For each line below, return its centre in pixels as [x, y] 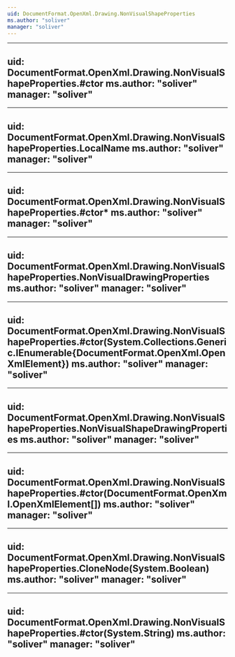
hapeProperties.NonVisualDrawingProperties [108, 277]
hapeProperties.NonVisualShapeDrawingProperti [117, 429]
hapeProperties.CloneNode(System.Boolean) [108, 568]
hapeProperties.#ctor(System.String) [91, 634]
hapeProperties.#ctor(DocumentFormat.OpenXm [117, 493]
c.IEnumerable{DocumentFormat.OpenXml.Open [116, 353]
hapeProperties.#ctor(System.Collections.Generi [117, 342]
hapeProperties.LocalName [69, 148]
